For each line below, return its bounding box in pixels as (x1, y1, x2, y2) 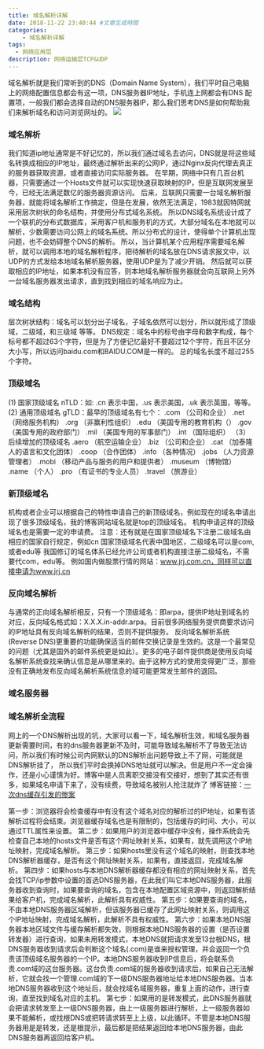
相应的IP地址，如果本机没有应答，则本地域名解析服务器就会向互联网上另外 (14, 267, 255, 276)
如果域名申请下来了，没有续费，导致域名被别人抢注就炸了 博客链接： (21, 780, 244, 789)
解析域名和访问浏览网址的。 (21, 107, 112, 116)
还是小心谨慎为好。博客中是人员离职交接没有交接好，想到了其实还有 (21, 770, 242, 779)
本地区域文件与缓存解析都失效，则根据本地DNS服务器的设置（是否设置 (21, 924, 250, 933)
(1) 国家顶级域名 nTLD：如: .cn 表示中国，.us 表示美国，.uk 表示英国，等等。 (8, 397, 255, 407)
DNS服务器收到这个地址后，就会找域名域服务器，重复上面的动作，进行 (14, 983, 244, 992)
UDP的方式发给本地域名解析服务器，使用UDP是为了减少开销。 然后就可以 (8, 257, 246, 266)
